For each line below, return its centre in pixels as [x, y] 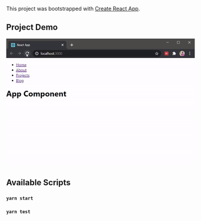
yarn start [20, 198]
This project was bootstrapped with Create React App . [73, 9]
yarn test [19, 212]
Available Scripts [38, 182]
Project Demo [32, 27]
